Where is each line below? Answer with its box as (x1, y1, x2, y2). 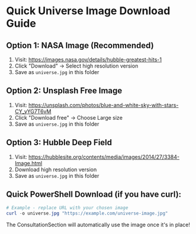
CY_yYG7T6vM (14, 108, 52, 115)
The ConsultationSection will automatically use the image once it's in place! (6, 221, 191, 229)
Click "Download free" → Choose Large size (14, 114, 123, 121)
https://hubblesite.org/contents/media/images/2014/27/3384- (28, 153, 179, 161)
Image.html (14, 159, 43, 166)
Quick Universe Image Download (6, 4, 171, 18)
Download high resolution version (14, 166, 97, 173)
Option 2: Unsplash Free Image (6, 86, 123, 96)
